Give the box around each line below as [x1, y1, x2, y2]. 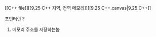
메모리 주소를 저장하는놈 [12, 26, 60, 32]
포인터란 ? [5, 16, 25, 22]
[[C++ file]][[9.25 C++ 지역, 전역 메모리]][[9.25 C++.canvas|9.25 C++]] [5, 5, 151, 11]
